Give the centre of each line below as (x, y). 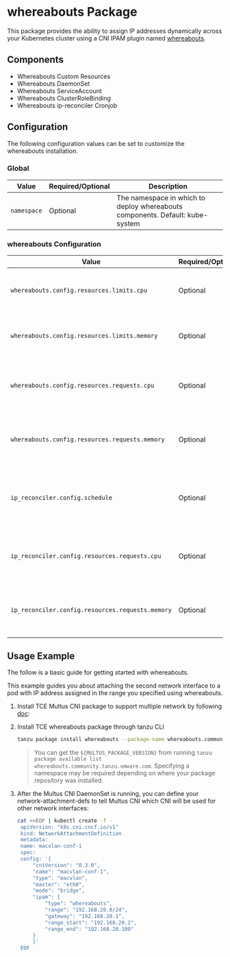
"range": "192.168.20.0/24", (86, 910)
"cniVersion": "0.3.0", (66, 865)
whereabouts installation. (42, 151)
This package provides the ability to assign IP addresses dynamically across (115, 31)
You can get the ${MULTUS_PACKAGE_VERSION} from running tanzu (123, 752)
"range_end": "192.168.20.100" (89, 929)
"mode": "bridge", (59, 891)
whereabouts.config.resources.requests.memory (88, 440)
